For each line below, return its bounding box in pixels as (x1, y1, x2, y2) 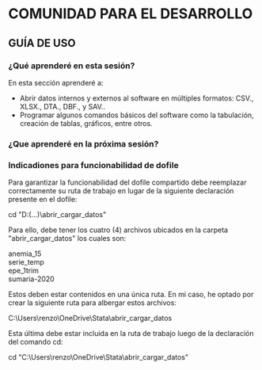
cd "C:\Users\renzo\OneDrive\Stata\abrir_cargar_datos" (8, 353, 189, 362)
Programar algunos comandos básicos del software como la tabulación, (19, 110, 255, 120)
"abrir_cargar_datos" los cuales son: (8, 234, 127, 243)
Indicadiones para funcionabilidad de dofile (8, 159, 180, 170)
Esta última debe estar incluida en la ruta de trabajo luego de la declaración (8, 329, 254, 338)
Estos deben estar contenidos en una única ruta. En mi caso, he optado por (8, 290, 254, 299)
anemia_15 (8, 249, 42, 258)
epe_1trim (8, 266, 40, 276)
